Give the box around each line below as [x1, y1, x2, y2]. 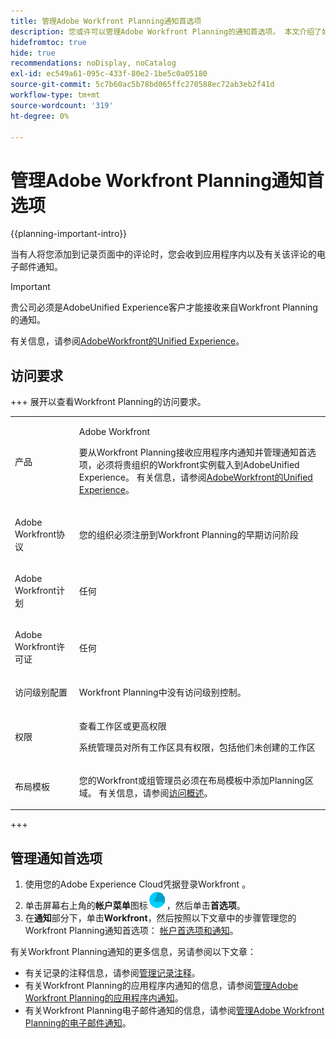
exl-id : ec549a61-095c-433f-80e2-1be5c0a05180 [10, 69, 208, 79]
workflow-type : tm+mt [10, 90, 101, 100]
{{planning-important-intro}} [10, 228, 128, 240]
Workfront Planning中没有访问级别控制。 [78, 686, 247, 699]
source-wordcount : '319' [10, 100, 114, 110]
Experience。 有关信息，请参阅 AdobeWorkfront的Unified [78, 471, 313, 484]
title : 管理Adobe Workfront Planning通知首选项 [10, 16, 202, 26]
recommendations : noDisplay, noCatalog [10, 58, 177, 69]
